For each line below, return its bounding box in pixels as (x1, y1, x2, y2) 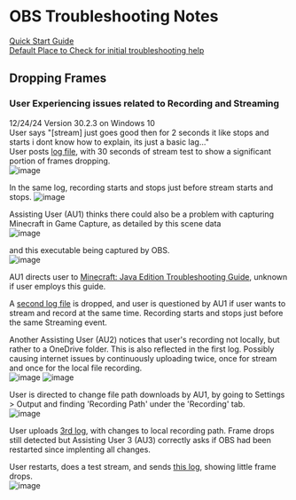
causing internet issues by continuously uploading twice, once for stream (9, 353, 277, 363)
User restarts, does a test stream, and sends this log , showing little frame (9, 461, 277, 472)
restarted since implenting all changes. (9, 444, 151, 455)
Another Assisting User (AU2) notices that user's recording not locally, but (9, 334, 281, 345)
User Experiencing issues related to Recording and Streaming (9, 98, 280, 110)
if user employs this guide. (9, 281, 106, 291)
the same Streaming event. (9, 317, 108, 328)
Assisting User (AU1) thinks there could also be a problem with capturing (9, 209, 275, 219)
